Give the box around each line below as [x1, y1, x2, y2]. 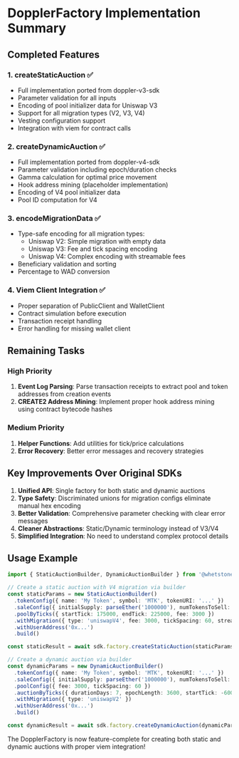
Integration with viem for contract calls [17, 123, 132, 133]
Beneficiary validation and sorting [17, 260, 117, 269]
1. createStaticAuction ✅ [7, 70, 94, 80]
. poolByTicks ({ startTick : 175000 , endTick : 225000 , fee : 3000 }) [14, 611, 215, 618]
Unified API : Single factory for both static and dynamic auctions [17, 486, 206, 494]
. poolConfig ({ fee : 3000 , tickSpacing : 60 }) [14, 682, 152, 690]
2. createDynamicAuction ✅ [7, 141, 106, 151]
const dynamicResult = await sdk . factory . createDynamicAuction [7, 722, 199, 729]
